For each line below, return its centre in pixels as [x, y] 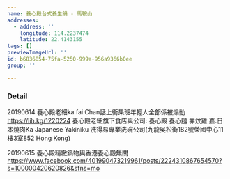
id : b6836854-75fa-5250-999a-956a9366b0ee [70, 59]
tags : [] [20, 46]
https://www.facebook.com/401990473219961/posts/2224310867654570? [115, 160]
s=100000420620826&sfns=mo [54, 168]
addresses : [23, 20]
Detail [17, 96]
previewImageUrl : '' [37, 53]
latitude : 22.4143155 [51, 40]
